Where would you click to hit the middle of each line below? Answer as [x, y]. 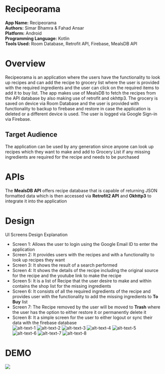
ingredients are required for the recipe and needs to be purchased [72, 157]
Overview [25, 64]
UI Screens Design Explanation [36, 235]
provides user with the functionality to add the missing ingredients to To [85, 296]
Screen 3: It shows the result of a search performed [65, 265]
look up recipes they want [38, 260]
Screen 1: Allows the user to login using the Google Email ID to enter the [85, 244]
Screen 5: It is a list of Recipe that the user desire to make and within [82, 281]
